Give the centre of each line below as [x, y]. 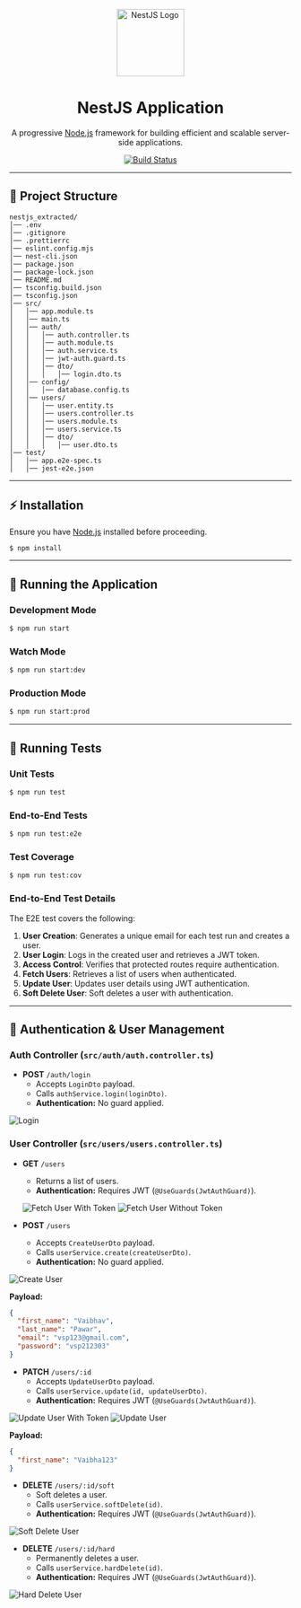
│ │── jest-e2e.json [52, 468]
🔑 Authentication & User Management [117, 1029]
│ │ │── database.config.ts [69, 390]
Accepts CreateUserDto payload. [95, 1243]
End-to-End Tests [48, 815]
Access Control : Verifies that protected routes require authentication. [150, 964]
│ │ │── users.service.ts [66, 429]
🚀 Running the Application [84, 584]
